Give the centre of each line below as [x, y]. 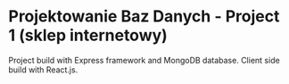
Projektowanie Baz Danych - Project [144, 17]
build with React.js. [43, 70]
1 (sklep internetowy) [88, 35]
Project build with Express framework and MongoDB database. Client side [144, 60]
